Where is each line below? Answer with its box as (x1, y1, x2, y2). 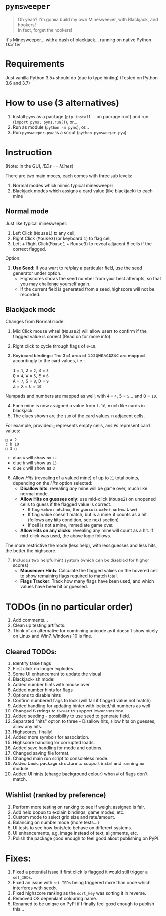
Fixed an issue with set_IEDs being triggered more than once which (12, 879, 151, 885)
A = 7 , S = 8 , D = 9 (12, 378, 49, 384)
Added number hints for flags (12, 687, 73, 693)
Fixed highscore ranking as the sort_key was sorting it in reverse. (12, 890, 147, 896)
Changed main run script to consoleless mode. (12, 755, 109, 762)
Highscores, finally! (12, 729, 53, 735)
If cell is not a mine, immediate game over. (27, 522, 114, 528)
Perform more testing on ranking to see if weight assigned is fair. (12, 804, 145, 810)
